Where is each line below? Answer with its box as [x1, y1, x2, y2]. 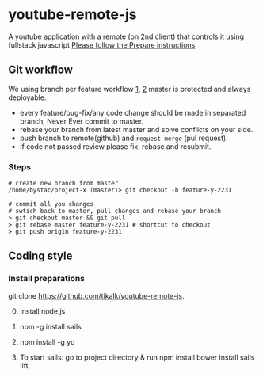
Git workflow [8, 63, 74, 77]
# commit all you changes [8, 200, 93, 208]
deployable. [8, 93, 47, 102]
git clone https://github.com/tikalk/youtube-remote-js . [8, 291, 185, 300]
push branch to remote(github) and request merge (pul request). [19, 133, 228, 143]
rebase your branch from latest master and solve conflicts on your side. [19, 124, 253, 134]
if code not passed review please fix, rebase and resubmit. [19, 141, 212, 151]
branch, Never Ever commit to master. [19, 116, 144, 126]
